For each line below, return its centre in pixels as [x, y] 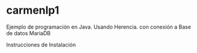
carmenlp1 [33, 10]
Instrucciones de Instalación [41, 45]
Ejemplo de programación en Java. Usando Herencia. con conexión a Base [98, 27]
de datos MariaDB [29, 33]
